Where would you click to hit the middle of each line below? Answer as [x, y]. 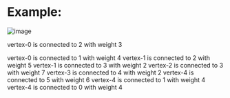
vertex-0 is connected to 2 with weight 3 [65, 44]
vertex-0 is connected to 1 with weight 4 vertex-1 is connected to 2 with [108, 58]
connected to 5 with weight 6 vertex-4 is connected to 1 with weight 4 [106, 79]
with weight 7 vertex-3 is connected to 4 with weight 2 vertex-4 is [101, 72]
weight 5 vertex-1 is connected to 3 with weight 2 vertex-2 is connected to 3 [115, 65]
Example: [34, 12]
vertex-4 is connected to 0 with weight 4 [65, 87]
